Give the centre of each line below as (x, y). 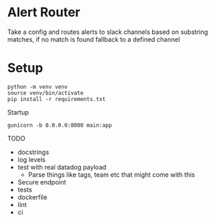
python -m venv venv (38, 87)
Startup (18, 112)
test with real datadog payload (62, 167)
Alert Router (44, 12)
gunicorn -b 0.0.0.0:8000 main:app (60, 125)
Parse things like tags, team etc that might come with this (111, 175)
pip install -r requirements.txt (57, 99)
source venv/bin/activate (45, 93)
